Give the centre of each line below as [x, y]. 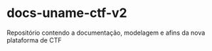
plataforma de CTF [34, 40]
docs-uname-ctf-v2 [67, 13]
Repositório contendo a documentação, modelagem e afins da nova [106, 33]
